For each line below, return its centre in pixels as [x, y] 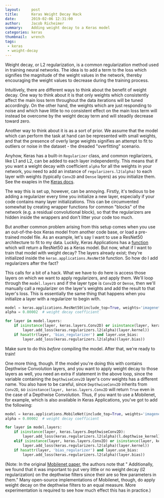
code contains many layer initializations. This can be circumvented [72, 201]
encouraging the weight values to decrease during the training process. [77, 80]
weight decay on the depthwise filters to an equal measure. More [71, 485]
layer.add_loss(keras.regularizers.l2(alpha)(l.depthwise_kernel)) [92, 437]
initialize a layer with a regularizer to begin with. [53, 299]
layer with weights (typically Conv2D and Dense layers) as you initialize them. [81, 176]
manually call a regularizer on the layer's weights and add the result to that [80, 288]
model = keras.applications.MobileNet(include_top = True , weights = [74, 414]
